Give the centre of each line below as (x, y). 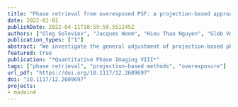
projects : (22, 86)
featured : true (30, 53)
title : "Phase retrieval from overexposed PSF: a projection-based (109, 14)
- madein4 (22, 92)
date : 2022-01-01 (33, 20)
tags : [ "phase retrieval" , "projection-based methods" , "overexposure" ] (117, 66)
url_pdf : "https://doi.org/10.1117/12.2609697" (79, 73)
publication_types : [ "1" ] (45, 40)
